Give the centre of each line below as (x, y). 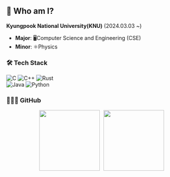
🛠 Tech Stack (27, 62)
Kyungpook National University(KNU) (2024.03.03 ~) (74, 25)
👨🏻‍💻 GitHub (24, 101)
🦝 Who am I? (30, 11)
